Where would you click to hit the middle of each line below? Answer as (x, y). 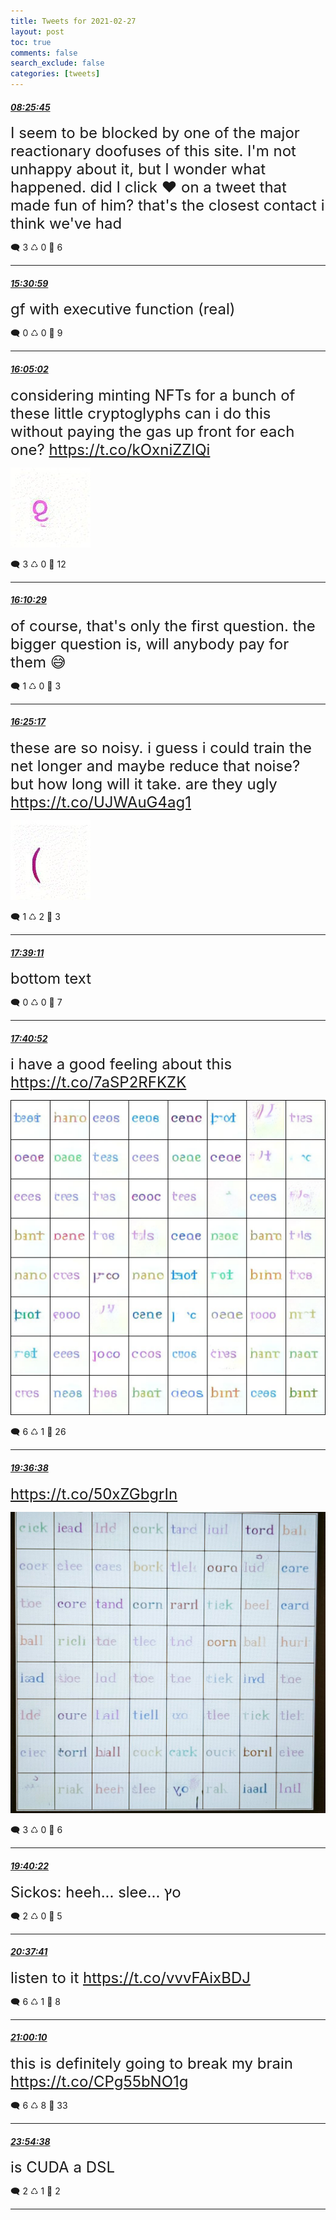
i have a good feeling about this (121, 1064)
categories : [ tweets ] (55, 74)
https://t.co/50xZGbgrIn (94, 1494)
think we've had (66, 224)
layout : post (37, 31)
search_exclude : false (57, 63)
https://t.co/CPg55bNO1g (99, 2082)
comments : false (44, 53)
